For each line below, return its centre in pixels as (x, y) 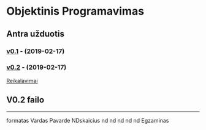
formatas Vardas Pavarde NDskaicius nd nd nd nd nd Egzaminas (88, 120)
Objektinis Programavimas (75, 11)
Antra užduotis (35, 34)
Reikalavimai (22, 81)
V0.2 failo (25, 100)
